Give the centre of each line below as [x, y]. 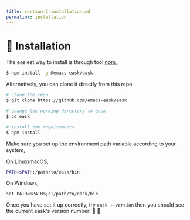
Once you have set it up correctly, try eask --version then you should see [95, 205]
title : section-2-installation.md [48, 11]
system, [16, 150]
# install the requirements [40, 127]
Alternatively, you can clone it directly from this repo [69, 84]
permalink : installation [36, 17]
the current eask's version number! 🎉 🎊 [53, 211]
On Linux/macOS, [27, 161]
